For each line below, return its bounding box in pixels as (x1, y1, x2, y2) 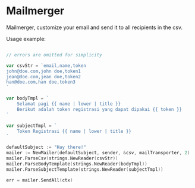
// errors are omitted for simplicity (6, 52, 102, 58)
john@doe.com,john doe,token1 (6, 68, 81, 74)
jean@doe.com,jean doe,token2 (6, 74, 81, 79)
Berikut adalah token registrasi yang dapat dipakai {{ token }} (17, 106, 183, 112)
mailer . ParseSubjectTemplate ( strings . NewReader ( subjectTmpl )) (6, 166, 163, 173)
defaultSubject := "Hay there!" (6, 144, 86, 151)
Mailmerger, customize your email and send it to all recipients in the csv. (6, 24, 183, 31)
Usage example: (6, 35, 46, 42)
